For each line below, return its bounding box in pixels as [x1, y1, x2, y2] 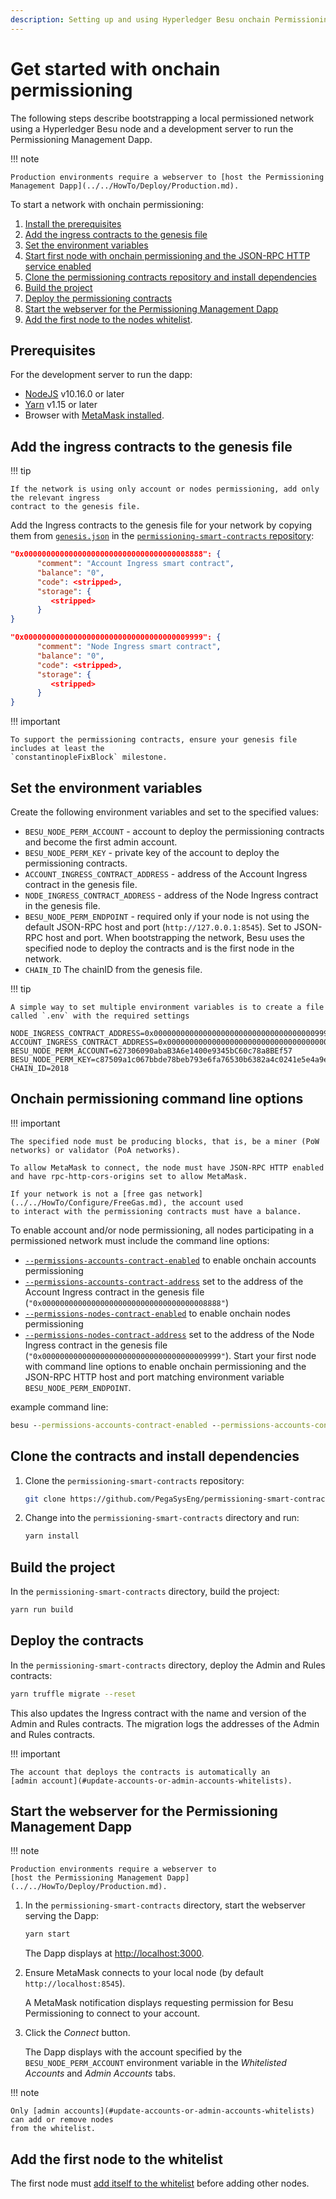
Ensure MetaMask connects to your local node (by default [24, 1967, 264, 1979]
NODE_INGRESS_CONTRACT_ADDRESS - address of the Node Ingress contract [24, 889, 319, 901]
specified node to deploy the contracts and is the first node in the [24, 942, 295, 954]
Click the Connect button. [24, 2027, 131, 2039]
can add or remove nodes [10, 2115, 114, 2125]
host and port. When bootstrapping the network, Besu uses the [44, 932, 305, 943]
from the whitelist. [10, 2124, 97, 2134]
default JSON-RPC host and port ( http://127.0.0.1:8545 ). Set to [24, 921, 292, 933]
